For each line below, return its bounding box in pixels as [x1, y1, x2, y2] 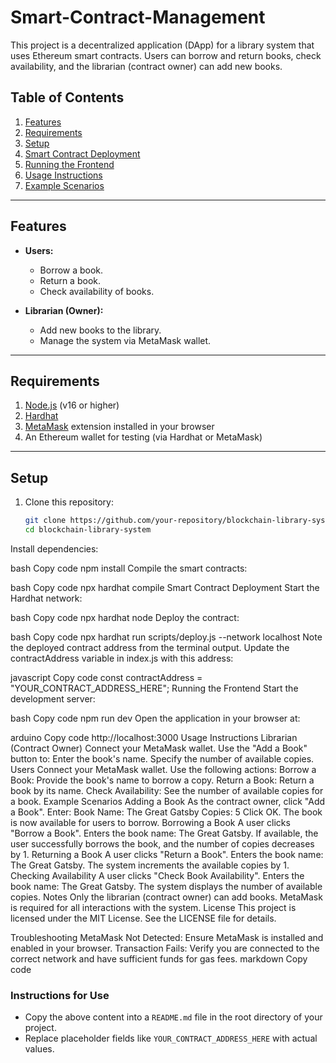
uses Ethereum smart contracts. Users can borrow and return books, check [10, 49, 322, 61]
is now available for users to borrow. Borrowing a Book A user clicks [10, 816, 291, 828]
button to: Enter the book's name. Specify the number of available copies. [10, 752, 315, 765]
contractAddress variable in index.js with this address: [10, 652, 234, 664]
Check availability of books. [39, 285, 155, 297]
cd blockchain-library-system [24, 525, 152, 535]
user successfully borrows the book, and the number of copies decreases [10, 837, 315, 850]
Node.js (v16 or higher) [24, 399, 120, 411]
